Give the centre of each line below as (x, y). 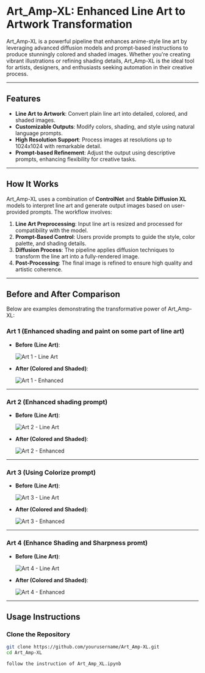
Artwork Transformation (70, 24)
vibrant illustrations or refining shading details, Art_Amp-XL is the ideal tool (100, 61)
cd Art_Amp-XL (24, 653)
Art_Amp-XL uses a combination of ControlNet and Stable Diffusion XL (96, 199)
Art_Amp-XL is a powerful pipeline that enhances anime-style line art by (97, 41)
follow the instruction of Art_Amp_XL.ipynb (64, 664)
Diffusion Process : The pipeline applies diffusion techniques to (95, 250)
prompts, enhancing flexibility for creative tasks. (76, 159)
